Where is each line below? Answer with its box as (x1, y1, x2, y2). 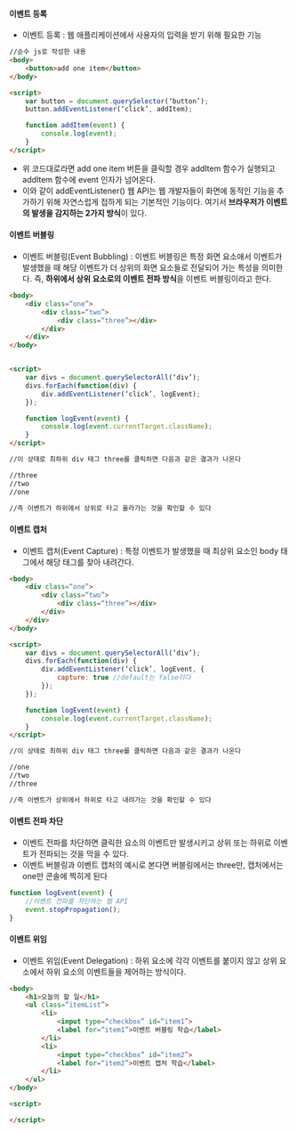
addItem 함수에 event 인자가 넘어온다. (21, 174, 156, 184)
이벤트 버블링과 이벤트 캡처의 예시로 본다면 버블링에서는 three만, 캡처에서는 (21, 860, 284, 870)
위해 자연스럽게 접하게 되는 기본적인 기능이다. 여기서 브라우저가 (45, 196, 265, 207)
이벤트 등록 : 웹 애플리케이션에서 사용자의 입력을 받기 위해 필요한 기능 (21, 29, 262, 40)
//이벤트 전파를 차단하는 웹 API (25, 896, 129, 906)
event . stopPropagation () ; (25, 905, 122, 914)
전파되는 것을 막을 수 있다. (38, 848, 129, 859)
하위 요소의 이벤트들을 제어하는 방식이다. (45, 966, 187, 977)
